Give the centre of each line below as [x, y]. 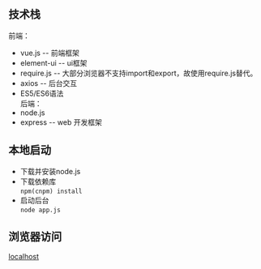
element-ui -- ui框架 [53, 62]
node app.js [40, 210]
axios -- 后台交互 [49, 83]
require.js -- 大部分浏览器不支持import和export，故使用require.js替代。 [139, 73]
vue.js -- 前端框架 [49, 53]
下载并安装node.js [50, 171]
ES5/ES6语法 [42, 93]
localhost [24, 257]
